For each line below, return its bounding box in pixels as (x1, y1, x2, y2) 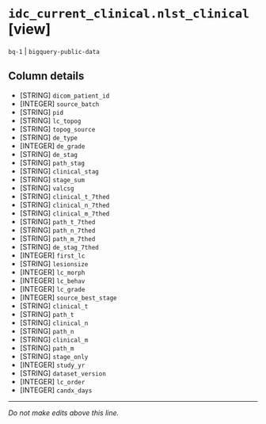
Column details (8, 70, 85, 83)
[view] (8, 21, 51, 38)
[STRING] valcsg (19, 183, 74, 193)
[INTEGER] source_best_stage (19, 292, 117, 302)
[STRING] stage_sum (19, 174, 85, 184)
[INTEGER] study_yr (19, 360, 85, 369)
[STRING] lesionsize (19, 258, 89, 268)
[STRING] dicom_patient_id (19, 90, 110, 100)
